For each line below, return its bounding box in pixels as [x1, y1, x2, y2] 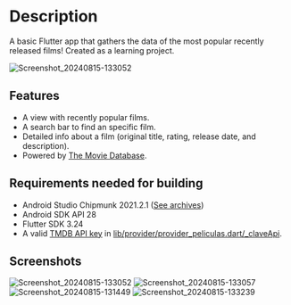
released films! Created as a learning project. [9, 45, 175, 55]
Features [9, 88, 60, 103]
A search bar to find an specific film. [21, 121, 156, 132]
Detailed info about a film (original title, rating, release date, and [21, 131, 256, 142]
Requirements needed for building [9, 176, 204, 191]
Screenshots [9, 253, 82, 268]
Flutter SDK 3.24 [21, 218, 84, 229]
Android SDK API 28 [21, 209, 96, 219]
